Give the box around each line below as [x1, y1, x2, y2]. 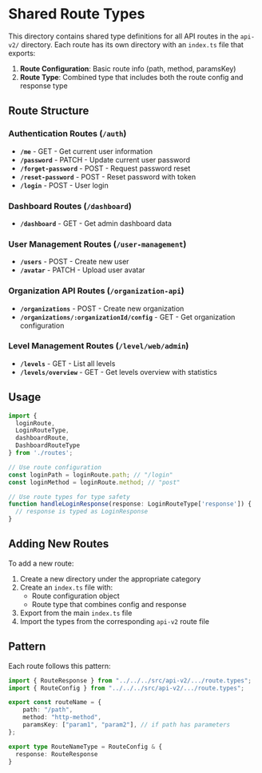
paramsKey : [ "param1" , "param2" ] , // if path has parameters [22, 721, 230, 729]
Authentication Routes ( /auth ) [8, 128, 127, 139]
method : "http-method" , [22, 714, 102, 722]
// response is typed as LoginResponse [15, 508, 149, 516]
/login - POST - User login [19, 180, 109, 190]
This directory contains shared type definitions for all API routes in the [8, 31, 239, 41]
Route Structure [8, 104, 89, 118]
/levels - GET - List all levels [19, 358, 116, 368]
